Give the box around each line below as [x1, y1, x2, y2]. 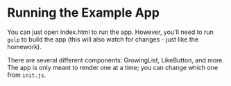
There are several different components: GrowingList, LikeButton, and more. [7, 55, 224, 64]
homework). [7, 42, 42, 51]
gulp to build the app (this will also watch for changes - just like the [7, 35, 199, 43]
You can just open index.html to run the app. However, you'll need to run [7, 28, 214, 36]
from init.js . [7, 71, 46, 79]
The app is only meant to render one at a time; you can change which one [7, 63, 219, 71]
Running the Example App [7, 5, 160, 21]
